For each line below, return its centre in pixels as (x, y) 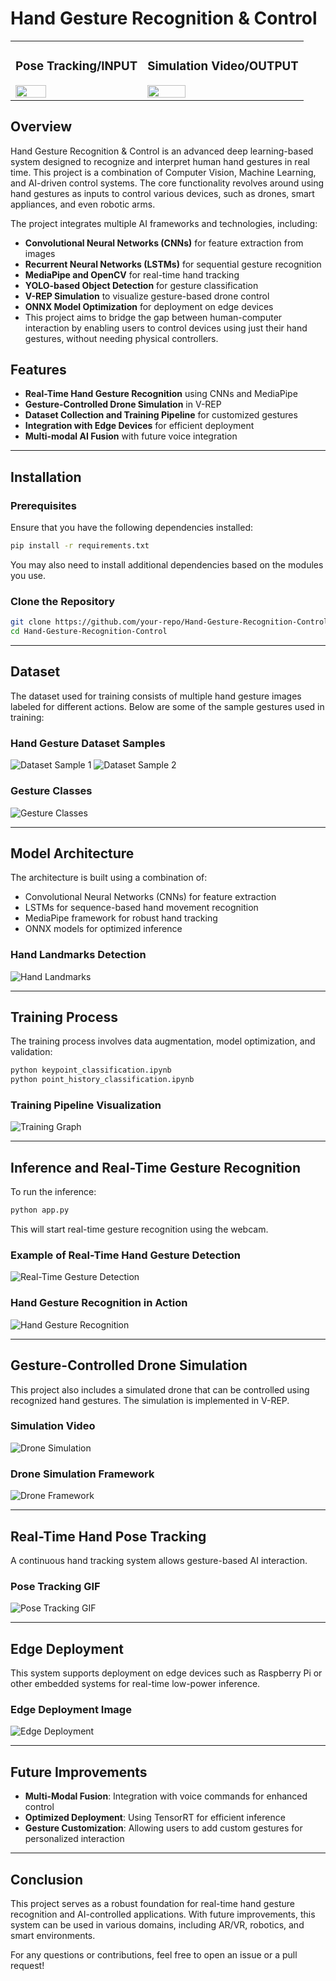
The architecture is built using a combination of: (109, 878)
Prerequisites (43, 505)
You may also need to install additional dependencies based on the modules (167, 565)
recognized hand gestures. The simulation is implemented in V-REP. (150, 1400)
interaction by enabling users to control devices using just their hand (166, 328)
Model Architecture (72, 853)
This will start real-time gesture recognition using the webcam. (139, 1229)
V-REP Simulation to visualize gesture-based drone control (147, 296)
